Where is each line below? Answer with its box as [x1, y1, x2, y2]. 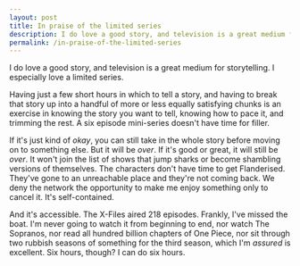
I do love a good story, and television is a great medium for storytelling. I [9, 62, 275, 73]
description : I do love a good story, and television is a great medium [9, 29, 286, 38]
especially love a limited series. [9, 72, 124, 83]
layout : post [9, 12, 58, 22]
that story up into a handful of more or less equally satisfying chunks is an [9, 99, 281, 110]
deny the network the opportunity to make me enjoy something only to [9, 182, 269, 193]
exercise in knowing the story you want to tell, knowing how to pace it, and [9, 108, 284, 119]
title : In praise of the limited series [9, 21, 162, 30]
